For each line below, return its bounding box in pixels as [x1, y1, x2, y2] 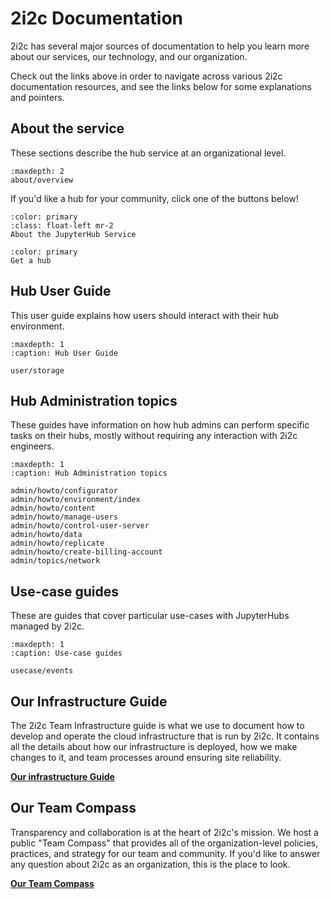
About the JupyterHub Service [10, 229, 137, 239]
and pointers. [10, 91, 65, 103]
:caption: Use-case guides [10, 648, 123, 659]
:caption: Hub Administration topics [10, 468, 168, 479]
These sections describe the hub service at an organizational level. [10, 147, 287, 159]
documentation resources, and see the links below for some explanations [10, 80, 312, 92]
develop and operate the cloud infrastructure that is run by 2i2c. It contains [10, 730, 320, 742]
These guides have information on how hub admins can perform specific [10, 419, 310, 431]
